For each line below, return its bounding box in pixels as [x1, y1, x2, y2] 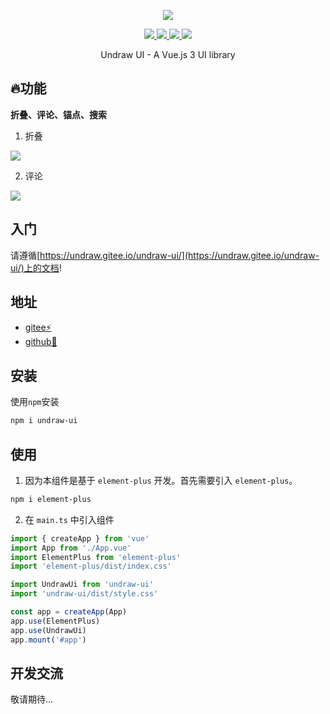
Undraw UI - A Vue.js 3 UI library [100, 49, 236, 60]
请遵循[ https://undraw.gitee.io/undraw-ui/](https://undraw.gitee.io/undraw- [10, 249, 320, 261]
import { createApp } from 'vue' [10, 533, 150, 544]
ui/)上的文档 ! [10, 261, 62, 274]
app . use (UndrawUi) [10, 625, 87, 635]
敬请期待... [10, 693, 54, 705]
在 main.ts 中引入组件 [24, 513, 115, 525]
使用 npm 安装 [10, 396, 60, 408]
